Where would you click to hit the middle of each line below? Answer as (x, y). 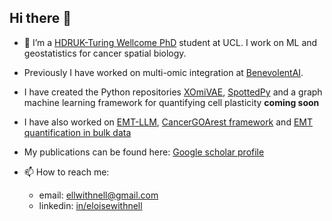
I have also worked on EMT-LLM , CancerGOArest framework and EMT (168, 122)
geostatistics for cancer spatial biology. (105, 53)
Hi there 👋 (40, 18)
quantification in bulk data (77, 132)
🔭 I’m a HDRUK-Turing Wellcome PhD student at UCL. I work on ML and (170, 42)
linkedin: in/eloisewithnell (90, 205)
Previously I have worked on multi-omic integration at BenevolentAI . (163, 72)
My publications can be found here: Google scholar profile (144, 152)
